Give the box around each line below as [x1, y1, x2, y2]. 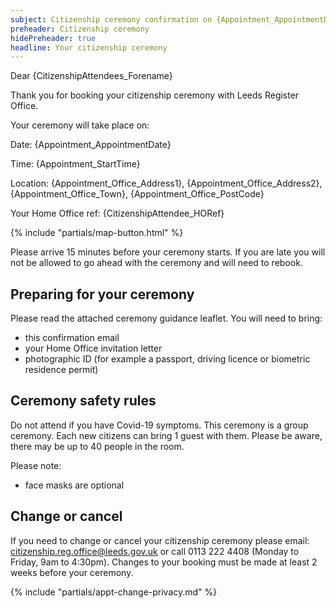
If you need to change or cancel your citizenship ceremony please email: [10, 534, 310, 546]
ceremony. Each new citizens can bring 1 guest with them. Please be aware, [10, 429, 323, 441]
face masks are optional [24, 479, 125, 491]
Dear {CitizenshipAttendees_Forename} [10, 70, 173, 82]
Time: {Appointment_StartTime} [10, 158, 141, 170]
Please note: [10, 459, 62, 471]
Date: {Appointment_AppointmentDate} [10, 139, 172, 151]
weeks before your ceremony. [10, 566, 134, 578]
